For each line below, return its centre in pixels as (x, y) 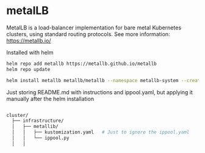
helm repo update (28, 69)
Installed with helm (30, 52)
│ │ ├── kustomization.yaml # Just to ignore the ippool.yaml (101, 132)
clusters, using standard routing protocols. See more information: (88, 34)
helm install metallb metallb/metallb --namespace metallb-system (92, 80)
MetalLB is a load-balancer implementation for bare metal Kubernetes (94, 28)
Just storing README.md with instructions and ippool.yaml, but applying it (100, 92)
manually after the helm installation (50, 99)
